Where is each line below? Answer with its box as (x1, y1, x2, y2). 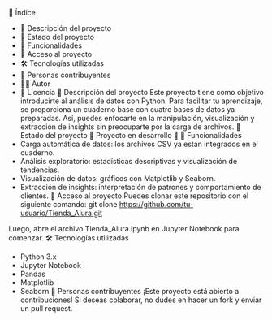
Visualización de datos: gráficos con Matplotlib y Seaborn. (19, 174, 216, 183)
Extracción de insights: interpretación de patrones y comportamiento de (19, 183, 261, 192)
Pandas (19, 269, 46, 279)
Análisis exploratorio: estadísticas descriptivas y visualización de (19, 157, 238, 166)
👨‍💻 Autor (19, 79, 51, 89)
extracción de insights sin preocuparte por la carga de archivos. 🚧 (19, 122, 241, 132)
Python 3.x (19, 252, 57, 262)
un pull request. (19, 304, 73, 313)
